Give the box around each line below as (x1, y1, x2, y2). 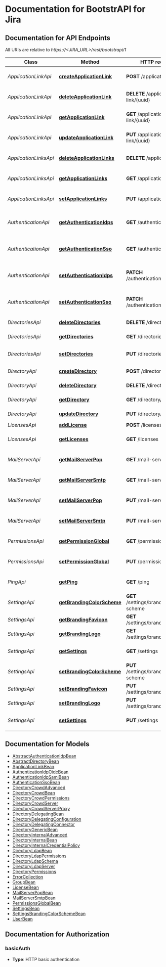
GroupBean (12, 879, 36, 885)
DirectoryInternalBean (12, 837, 57, 843)
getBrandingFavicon (58, 616, 108, 623)
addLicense (58, 422, 87, 428)
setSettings (58, 717, 87, 724)
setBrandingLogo (58, 700, 100, 706)
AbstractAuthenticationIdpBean (12, 753, 77, 759)
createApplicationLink (58, 73, 112, 80)
